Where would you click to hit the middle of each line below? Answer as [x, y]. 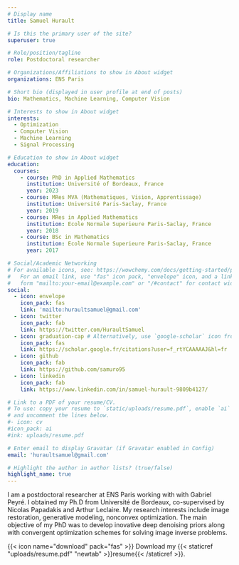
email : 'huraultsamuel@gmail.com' [59, 455]
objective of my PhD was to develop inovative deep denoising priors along [116, 525]
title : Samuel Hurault [41, 21]
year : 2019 [42, 210]
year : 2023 [42, 191]
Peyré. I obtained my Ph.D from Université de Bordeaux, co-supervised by [116, 502]
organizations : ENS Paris [46, 79]
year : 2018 [42, 230]
